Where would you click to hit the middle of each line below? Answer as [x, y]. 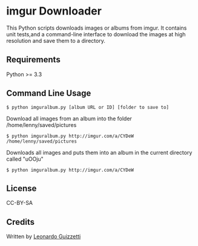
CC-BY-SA [20, 203]
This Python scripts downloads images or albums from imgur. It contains [97, 28]
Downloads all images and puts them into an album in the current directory [99, 152]
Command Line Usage [49, 93]
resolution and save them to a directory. [56, 40]
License [21, 188]
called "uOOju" [25, 159]
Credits [21, 222]
